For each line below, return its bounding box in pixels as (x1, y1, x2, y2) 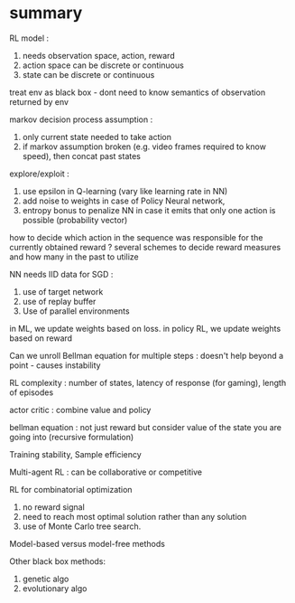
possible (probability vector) (22, 214, 128, 225)
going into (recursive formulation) (9, 431, 134, 442)
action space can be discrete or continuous (22, 60, 185, 71)
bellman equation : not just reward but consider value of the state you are (9, 421, 282, 432)
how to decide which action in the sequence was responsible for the (9, 231, 263, 242)
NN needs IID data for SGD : (9, 269, 114, 279)
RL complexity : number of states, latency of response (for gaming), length (9, 377, 287, 388)
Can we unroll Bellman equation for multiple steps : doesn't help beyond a (9, 350, 284, 361)
